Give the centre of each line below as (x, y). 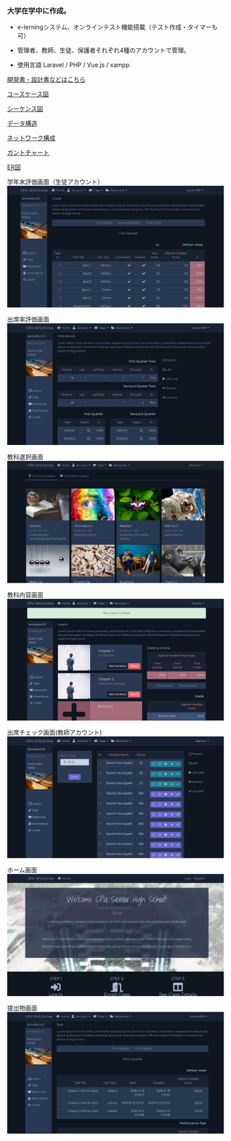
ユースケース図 (28, 94)
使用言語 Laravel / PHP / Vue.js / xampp (73, 65)
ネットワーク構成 (31, 138)
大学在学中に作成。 (39, 10)
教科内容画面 (25, 595)
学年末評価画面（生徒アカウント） (55, 182)
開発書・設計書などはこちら (46, 80)
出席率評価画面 (28, 319)
